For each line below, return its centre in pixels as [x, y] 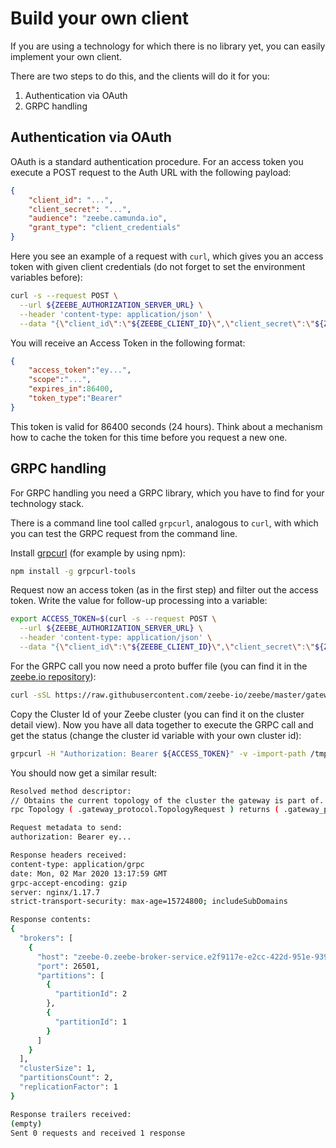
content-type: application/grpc [77, 864]
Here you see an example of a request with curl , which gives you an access [167, 256]
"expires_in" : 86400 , [71, 389]
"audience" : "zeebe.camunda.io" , [98, 218]
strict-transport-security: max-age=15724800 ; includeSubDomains [149, 902]
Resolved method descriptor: [71, 791]
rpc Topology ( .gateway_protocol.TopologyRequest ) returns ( [145, 810]
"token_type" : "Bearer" [75, 398]
